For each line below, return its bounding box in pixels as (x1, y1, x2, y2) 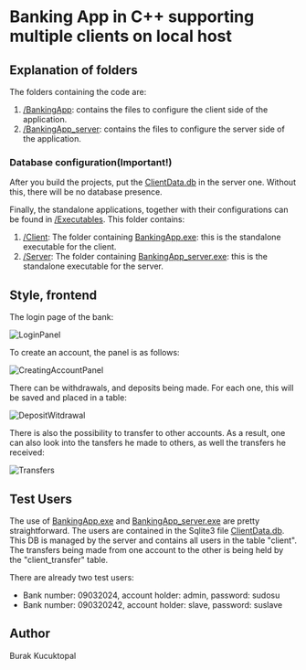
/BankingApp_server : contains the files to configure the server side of (22, 123, 285, 134)
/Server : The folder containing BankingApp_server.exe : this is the (22, 251, 268, 262)
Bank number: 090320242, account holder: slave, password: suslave (22, 599, 283, 610)
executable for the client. (22, 241, 117, 252)
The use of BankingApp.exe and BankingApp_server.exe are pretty (9, 515, 260, 526)
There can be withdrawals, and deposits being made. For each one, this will (9, 382, 294, 394)
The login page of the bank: (9, 312, 114, 323)
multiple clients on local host (9, 26, 233, 47)
